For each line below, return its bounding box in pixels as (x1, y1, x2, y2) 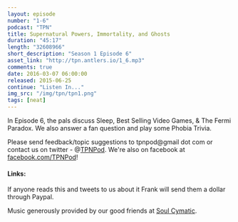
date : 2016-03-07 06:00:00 (7, 70, 88, 77)
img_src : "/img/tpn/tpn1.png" (7, 90, 98, 97)
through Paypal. (7, 193, 54, 201)
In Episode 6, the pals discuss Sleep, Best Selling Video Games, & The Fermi (7, 116, 232, 125)
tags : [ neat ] (7, 97, 46, 104)
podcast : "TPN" (7, 24, 53, 31)
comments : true (7, 64, 53, 71)
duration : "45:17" (7, 37, 62, 44)
